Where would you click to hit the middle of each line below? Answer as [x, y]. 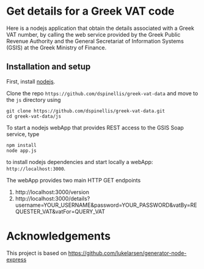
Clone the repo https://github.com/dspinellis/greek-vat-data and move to [102, 93]
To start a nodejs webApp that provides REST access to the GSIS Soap [95, 127]
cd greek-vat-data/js [34, 116]
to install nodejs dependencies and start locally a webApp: [80, 162]
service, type [23, 134]
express [16, 259]
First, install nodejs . [31, 81]
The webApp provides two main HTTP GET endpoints [74, 180]
